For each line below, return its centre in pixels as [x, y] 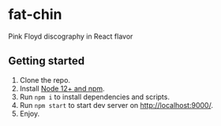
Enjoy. [30, 113]
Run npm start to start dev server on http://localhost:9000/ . [116, 105]
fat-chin [35, 15]
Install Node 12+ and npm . [62, 88]
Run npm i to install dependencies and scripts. [94, 97]
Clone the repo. [45, 80]
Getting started [47, 61]
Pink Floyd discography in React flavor [71, 36]
